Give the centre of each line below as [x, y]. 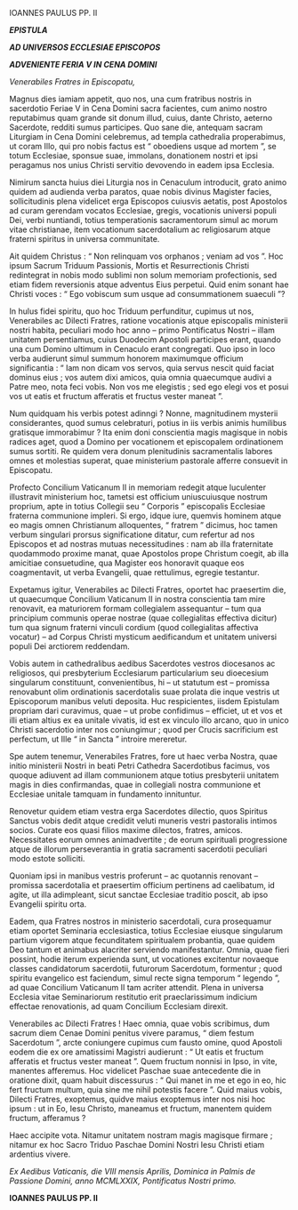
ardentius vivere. [40, 1154]
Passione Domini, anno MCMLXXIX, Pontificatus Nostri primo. [123, 1181]
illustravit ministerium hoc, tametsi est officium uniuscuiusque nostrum [139, 497]
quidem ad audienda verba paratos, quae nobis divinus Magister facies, [141, 192]
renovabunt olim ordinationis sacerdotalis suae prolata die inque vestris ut [145, 692]
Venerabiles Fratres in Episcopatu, [72, 82]
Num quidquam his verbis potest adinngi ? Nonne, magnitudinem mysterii [144, 413]
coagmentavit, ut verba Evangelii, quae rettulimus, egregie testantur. [134, 572]
